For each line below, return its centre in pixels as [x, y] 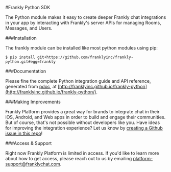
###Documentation [26, 71]
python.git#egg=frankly [31, 62]
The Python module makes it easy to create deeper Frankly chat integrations [86, 17]
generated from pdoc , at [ [32, 87]
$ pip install [20, 57]
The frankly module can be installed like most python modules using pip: [82, 48]
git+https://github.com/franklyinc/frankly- [86, 57]
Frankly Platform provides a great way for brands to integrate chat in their [82, 112]
